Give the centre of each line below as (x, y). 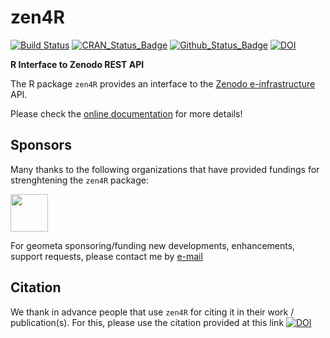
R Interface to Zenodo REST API (77, 64)
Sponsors (41, 145)
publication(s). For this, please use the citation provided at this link (147, 322)
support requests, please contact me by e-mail (106, 256)
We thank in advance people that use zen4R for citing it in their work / (152, 312)
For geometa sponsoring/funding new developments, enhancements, (153, 245)
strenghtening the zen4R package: (79, 180)
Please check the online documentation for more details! (126, 113)
